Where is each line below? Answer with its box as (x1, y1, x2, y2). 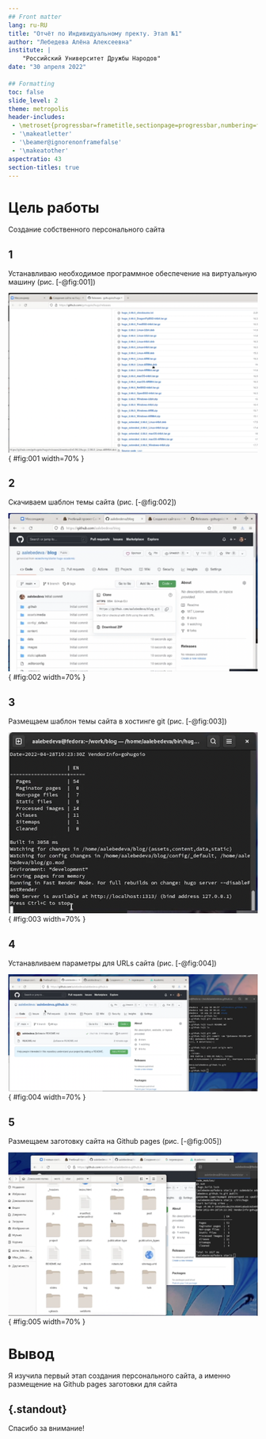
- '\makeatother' (11, 147, 69, 155)
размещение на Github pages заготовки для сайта (8, 1380, 178, 1389)
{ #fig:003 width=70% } (8, 915, 86, 924)
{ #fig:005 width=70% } (8, 1317, 85, 1326)
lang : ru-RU (8, 21, 47, 29)
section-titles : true (8, 163, 80, 171)
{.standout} (8, 1403, 67, 1416)
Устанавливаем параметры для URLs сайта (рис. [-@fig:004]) (8, 958, 217, 968)
